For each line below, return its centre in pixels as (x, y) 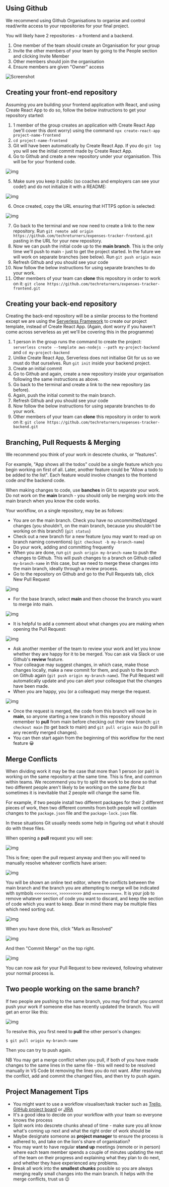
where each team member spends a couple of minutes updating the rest (88, 1152)
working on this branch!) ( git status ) (52, 531)
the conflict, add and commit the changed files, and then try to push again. (83, 1076)
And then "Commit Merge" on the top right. (50, 948)
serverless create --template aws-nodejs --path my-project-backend (86, 347)
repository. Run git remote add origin (53, 231)
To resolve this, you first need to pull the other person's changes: (73, 1031)
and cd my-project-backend (41, 352)
